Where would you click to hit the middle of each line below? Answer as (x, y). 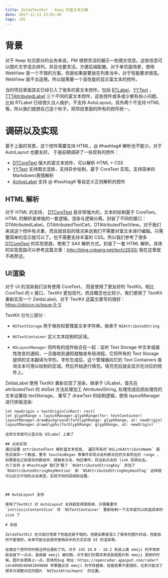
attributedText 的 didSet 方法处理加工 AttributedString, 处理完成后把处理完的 (84, 389)
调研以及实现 (32, 131)
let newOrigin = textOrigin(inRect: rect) (50, 411)
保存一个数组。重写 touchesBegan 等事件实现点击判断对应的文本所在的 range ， (87, 455)
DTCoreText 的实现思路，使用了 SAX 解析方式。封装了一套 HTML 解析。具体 (84, 244)
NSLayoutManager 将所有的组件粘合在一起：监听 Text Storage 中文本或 (84, 347)
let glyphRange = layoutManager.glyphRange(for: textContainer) (74, 416)
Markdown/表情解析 (33, 175)
